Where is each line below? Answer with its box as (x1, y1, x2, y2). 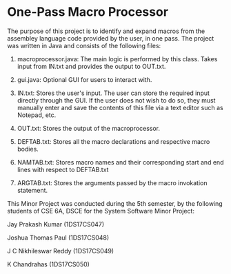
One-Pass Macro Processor (7, 4, 169, 20)
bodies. (17, 145, 39, 153)
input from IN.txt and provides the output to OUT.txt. (17, 62, 166, 70)
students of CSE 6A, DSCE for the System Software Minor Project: (7, 207, 195, 215)
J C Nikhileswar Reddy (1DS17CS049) (7, 246, 114, 255)
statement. (17, 186, 48, 194)
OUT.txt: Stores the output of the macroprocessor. (17, 124, 161, 132)
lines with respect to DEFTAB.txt (17, 165, 109, 173)
